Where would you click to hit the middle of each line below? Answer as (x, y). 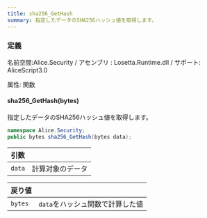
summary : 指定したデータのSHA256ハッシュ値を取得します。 (82, 20)
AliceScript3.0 (27, 70)
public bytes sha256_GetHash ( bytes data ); (69, 137)
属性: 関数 (21, 84)
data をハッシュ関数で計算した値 (91, 204)
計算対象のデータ (60, 169)
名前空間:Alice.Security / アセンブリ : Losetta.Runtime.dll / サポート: (104, 62)
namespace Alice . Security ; (46, 130)
